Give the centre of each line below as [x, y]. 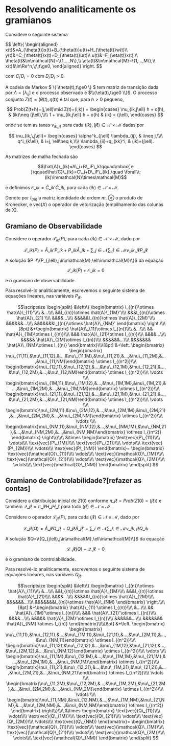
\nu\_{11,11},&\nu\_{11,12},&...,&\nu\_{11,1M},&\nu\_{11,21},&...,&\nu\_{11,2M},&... [86, 356]
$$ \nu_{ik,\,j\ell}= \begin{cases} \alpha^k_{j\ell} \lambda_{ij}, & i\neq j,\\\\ [86, 136]
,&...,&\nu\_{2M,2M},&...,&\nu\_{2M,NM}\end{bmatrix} [65, 416]
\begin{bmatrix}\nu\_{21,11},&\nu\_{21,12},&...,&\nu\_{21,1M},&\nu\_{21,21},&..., [86, 394]
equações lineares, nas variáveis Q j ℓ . [44, 575]
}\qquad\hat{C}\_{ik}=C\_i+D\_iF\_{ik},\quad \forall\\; [86, 172]
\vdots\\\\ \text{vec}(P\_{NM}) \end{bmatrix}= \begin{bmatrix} [100, 448]
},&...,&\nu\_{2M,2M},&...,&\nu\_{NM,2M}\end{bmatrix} [65, 689]
